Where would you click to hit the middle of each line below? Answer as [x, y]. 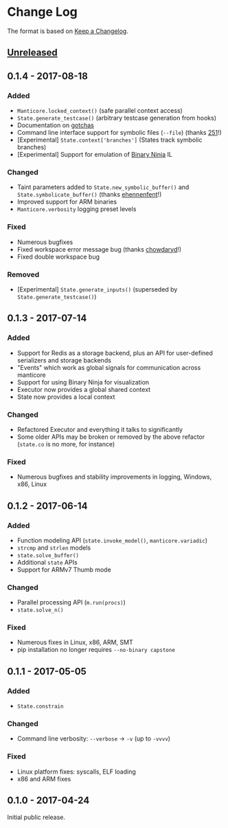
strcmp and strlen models [54, 547]
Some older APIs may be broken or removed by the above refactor [111, 437]
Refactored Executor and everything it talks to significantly [100, 429]
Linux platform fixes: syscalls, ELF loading [76, 772]
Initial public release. [36, 817]
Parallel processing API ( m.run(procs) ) [71, 602]
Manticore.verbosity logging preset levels [77, 209]
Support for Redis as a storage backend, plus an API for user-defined [115, 353]
